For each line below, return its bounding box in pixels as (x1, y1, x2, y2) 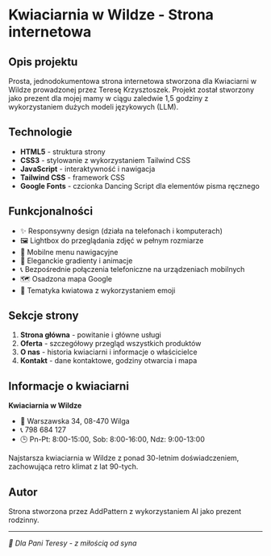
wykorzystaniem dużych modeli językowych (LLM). (8, 102, 179, 111)
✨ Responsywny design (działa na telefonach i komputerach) (19, 226, 223, 236)
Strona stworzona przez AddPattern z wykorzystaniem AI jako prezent (8, 507, 242, 516)
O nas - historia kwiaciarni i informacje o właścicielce (19, 347, 198, 357)
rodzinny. (8, 515, 40, 525)
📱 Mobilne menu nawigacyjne (19, 247, 119, 257)
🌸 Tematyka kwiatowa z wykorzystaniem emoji (19, 285, 176, 295)
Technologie (8, 125, 73, 139)
